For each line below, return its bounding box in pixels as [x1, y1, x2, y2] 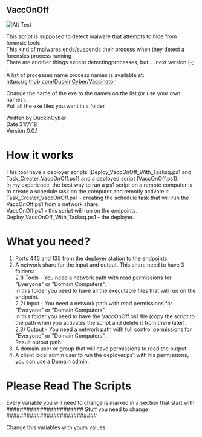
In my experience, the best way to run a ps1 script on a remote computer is [6, 181, 193, 188]
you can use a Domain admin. [15, 358, 90, 365]
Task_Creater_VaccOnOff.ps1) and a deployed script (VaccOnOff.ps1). [6, 175, 179, 182]
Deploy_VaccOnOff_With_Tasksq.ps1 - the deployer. [6, 213, 134, 221]
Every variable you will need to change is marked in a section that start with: [6, 399, 197, 406]
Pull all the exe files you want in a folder [6, 102, 105, 110]
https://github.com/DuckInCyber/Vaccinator [6, 78, 116, 85]
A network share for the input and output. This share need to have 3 [15, 261, 184, 269]
